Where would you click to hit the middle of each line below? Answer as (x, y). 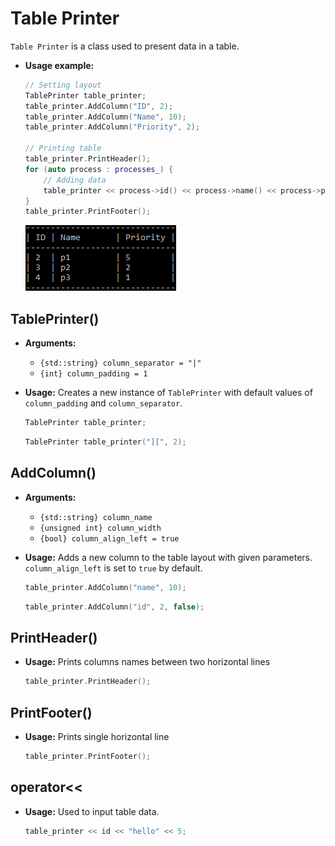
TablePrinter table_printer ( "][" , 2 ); (105, 442)
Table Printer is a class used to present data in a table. (125, 46)
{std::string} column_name (96, 517)
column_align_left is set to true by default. (113, 568)
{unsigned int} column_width (100, 528)
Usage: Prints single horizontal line (97, 736)
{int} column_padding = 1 (93, 374)
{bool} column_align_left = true (109, 538)
